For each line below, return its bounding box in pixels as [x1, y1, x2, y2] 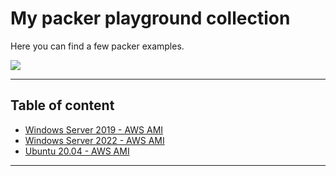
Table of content [10, 97, 115, 114]
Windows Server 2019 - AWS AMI [24, 123, 164, 136]
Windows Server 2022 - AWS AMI [24, 134, 165, 146]
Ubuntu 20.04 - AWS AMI [24, 145, 130, 157]
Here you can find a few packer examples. [10, 40, 185, 52]
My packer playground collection [10, 7, 291, 30]
